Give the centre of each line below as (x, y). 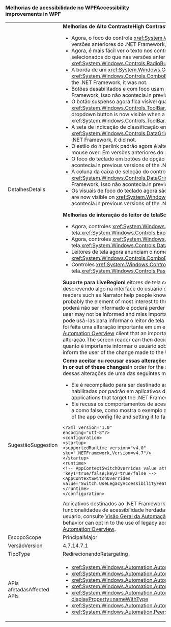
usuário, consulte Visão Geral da (102, 516)
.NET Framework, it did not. (104, 140)
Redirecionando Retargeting (95, 554)
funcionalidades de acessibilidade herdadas (115, 510)
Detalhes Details (27, 189)
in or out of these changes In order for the (113, 367)
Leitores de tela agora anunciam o (112, 252)
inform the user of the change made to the (113, 352)
